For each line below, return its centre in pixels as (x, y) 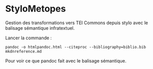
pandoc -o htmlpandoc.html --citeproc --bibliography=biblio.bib (75, 47)
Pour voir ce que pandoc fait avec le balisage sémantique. (66, 60)
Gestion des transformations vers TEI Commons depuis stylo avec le (77, 23)
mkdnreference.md (24, 51)
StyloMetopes (35, 9)
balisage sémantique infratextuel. (40, 28)
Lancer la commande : (29, 38)
